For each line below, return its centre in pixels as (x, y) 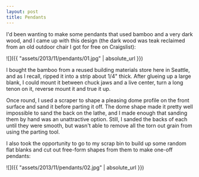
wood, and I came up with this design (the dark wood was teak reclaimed (96, 40)
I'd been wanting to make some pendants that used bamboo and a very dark (99, 34)
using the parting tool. (33, 132)
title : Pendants (26, 17)
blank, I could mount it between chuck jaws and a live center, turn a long (95, 82)
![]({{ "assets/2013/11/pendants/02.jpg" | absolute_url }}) (75, 167)
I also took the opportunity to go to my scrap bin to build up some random (97, 143)
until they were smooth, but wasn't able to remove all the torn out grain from (99, 125)
